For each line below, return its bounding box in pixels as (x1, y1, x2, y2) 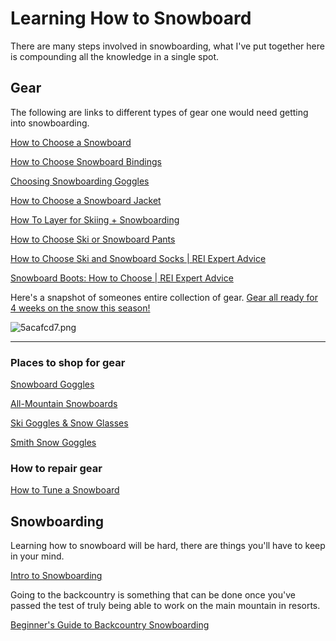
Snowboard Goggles (10, 378, 95, 391)
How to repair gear (10, 461, 103, 475)
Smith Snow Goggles (10, 437, 97, 449)
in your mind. (10, 550, 65, 562)
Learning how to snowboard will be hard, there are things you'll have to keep (10, 540, 326, 552)
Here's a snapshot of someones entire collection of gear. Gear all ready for (10, 291, 318, 303)
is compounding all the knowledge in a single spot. (10, 50, 220, 62)
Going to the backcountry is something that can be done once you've (10, 589, 296, 601)
